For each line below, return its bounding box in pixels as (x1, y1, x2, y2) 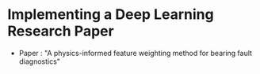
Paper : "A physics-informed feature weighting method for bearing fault (18, 48, 253, 57)
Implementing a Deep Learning (7, 6, 215, 24)
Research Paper (7, 22, 114, 40)
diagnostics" (18, 57, 61, 66)
